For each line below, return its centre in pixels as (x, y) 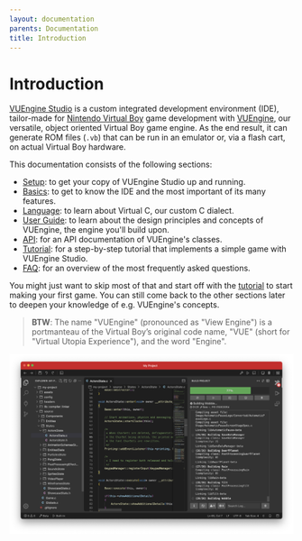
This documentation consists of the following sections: (111, 165)
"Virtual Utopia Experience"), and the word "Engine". (129, 342)
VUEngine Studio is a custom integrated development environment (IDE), (144, 109)
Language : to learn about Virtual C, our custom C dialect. (128, 211)
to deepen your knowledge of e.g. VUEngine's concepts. (114, 305)
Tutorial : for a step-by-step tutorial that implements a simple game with (154, 249)
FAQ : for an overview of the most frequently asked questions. (136, 268)
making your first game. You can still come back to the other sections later (147, 295)
